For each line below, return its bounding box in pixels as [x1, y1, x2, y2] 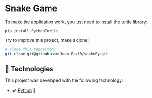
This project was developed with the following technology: [5, 78, 124, 83]
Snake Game [5, 3, 58, 14]
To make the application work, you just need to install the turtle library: [5, 19, 148, 25]
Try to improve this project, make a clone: [5, 37, 89, 43]
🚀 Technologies [5, 64, 53, 73]
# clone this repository [5, 47, 56, 52]
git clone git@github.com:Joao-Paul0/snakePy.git [5, 51, 109, 56]
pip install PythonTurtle [5, 28, 58, 33]
